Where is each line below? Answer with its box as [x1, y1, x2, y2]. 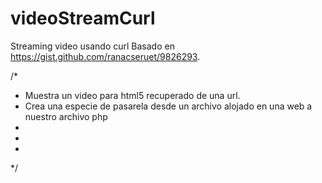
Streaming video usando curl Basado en [10, 40, 175, 52]
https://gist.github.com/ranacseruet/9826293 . [10, 50, 201, 62]
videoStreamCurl [10, 7, 156, 30]
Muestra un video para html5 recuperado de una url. [24, 89, 241, 101]
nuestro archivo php [24, 110, 108, 122]
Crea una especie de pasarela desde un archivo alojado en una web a [24, 100, 313, 112]
